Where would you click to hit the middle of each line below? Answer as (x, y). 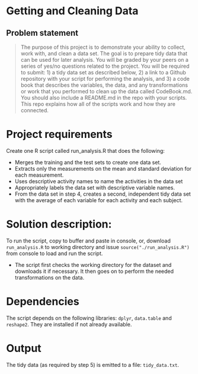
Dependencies (43, 302)
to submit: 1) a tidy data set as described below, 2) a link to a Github (103, 72)
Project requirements (59, 134)
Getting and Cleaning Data (72, 11)
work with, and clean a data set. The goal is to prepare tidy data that (104, 54)
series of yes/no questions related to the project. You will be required (105, 66)
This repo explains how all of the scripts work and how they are (98, 104)
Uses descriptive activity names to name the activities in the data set (99, 181)
